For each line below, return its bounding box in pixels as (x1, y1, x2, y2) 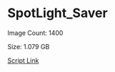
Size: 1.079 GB (7, 42, 50, 51)
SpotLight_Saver (7, 5, 109, 21)
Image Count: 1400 (7, 29, 64, 37)
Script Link (7, 56, 39, 65)
